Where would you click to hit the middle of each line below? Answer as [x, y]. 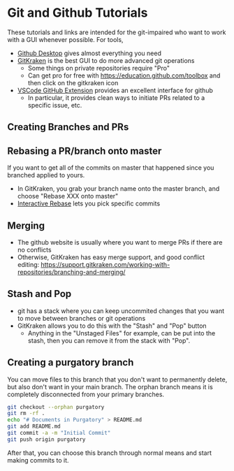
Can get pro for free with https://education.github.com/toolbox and [124, 75]
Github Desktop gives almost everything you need [89, 53]
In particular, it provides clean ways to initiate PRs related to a [116, 97]
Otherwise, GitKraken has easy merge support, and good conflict [111, 257]
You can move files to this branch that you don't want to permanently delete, [117, 379]
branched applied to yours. [46, 175]
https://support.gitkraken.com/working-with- [105, 264]
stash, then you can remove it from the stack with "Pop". [109, 340]
